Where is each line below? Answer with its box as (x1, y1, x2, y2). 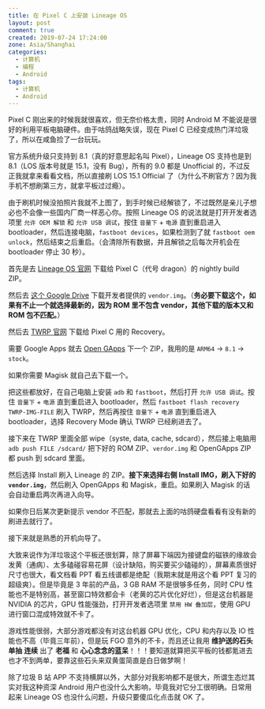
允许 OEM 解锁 (23, 219, 65, 227)
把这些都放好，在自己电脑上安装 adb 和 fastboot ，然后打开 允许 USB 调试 (8, 388, 241, 397)
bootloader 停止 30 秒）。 (8, 247, 90, 257)
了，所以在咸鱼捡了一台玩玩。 (8, 135, 105, 144)
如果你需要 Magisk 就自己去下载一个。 (8, 370, 132, 380)
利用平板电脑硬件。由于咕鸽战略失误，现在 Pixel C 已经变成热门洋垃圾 (21, 125, 249, 134)
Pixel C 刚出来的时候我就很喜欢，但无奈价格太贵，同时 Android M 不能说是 (8, 115, 250, 125)
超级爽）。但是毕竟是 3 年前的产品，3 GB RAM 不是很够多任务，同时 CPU (8, 580, 244, 589)
